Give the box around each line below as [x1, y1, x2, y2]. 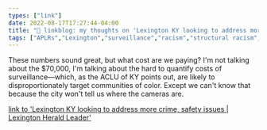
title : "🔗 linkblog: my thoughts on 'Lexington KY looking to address [8, 26, 247, 34]
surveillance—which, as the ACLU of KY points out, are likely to [8, 72, 215, 82]
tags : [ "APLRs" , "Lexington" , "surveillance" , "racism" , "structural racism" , [8, 33, 261, 42]
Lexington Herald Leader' [8, 113, 91, 123]
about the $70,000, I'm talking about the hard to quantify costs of [8, 64, 222, 74]
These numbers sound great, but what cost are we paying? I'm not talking [8, 55, 250, 65]
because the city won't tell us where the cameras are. [8, 89, 184, 99]
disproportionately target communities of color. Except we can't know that [8, 81, 251, 90]
